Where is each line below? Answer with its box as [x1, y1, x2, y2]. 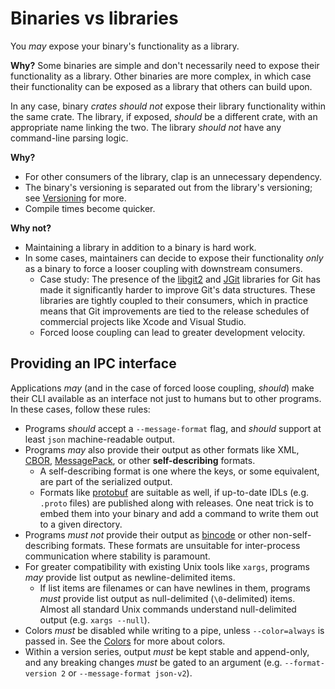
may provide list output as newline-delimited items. [24, 571, 236, 583]
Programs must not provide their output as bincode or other [24, 528, 271, 541]
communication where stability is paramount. [24, 550, 211, 562]
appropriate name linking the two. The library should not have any [10, 121, 282, 133]
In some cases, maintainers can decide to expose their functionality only [24, 252, 324, 264]
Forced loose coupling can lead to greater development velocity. [39, 326, 306, 338]
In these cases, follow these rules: [10, 403, 151, 415]
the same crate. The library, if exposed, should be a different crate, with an [10, 110, 318, 122]
